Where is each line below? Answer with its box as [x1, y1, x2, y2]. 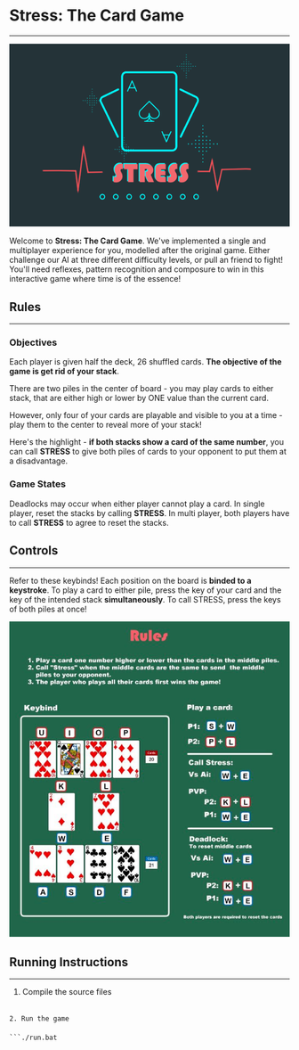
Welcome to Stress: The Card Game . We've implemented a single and [9, 235, 267, 246]
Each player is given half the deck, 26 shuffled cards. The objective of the [9, 357, 282, 367]
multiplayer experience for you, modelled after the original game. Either [9, 245, 271, 256]
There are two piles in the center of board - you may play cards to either [9, 383, 274, 394]
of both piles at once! [9, 603, 87, 614]
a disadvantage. [9, 455, 69, 466]
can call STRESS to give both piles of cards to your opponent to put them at [9, 447, 287, 457]
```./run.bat [9, 1033, 58, 1042]
